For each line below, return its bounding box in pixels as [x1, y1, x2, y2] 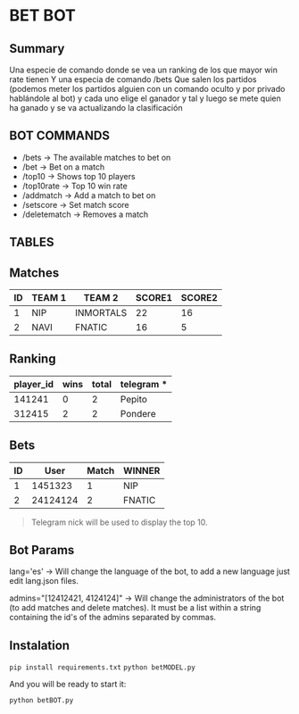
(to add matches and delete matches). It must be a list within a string [9, 602, 262, 613]
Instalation [9, 637, 70, 652]
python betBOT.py [9, 696, 74, 705]
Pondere [120, 407, 156, 419]
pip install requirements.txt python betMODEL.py [9, 663, 196, 672]
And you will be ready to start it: [9, 679, 127, 690]
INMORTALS [74, 307, 128, 320]
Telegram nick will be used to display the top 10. [30, 517, 208, 527]
